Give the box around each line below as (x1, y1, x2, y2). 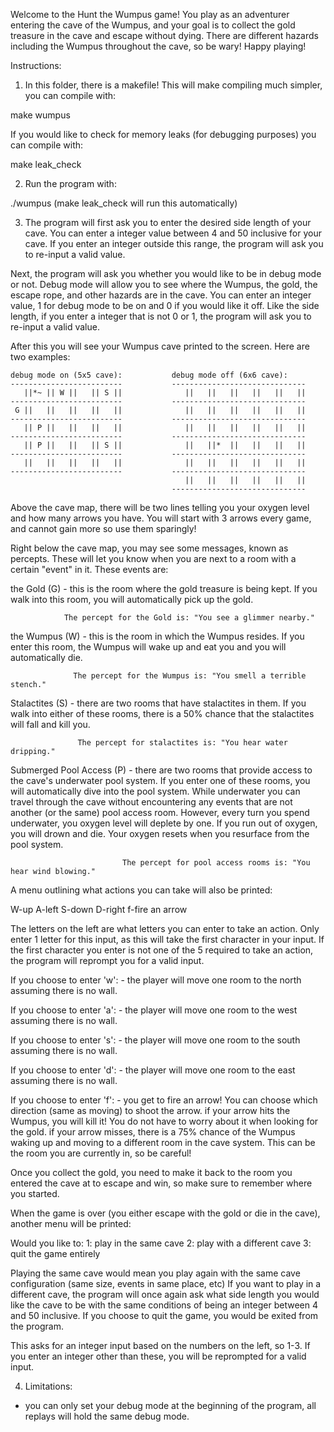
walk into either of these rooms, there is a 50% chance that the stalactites (10, 708, 315, 719)
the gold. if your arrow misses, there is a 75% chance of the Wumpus (10, 1126, 296, 1138)
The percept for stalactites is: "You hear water (77, 738, 288, 748)
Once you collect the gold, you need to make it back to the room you (10, 1167, 293, 1178)
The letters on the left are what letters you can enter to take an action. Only (10, 923, 320, 934)
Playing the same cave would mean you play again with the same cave (10, 1267, 301, 1279)
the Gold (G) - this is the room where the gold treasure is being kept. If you (10, 583, 318, 594)
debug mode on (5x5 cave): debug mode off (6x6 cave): (10, 370, 288, 380)
